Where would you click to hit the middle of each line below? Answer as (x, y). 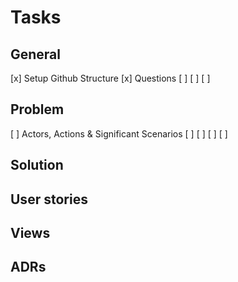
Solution (37, 165)
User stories (49, 199)
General (36, 54)
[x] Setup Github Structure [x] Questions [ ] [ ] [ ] (110, 78)
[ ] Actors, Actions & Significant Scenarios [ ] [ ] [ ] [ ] (119, 133)
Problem (37, 109)
